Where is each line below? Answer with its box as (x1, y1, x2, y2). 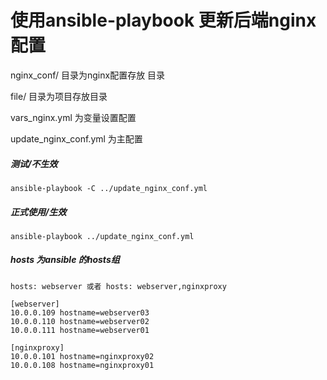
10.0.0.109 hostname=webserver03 (10, 307, 150, 318)
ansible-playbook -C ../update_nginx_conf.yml (10, 183, 208, 193)
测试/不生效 (10, 157, 58, 170)
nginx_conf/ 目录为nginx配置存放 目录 (10, 69, 166, 81)
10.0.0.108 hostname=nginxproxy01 (10, 360, 155, 370)
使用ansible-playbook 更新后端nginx (10, 9, 317, 32)
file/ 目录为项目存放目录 (10, 90, 108, 102)
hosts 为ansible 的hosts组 (10, 254, 120, 266)
